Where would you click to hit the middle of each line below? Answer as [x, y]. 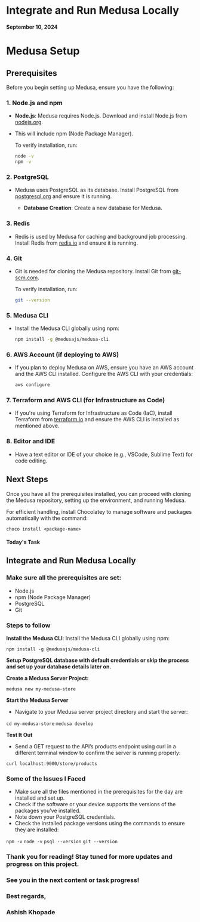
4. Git [14, 258]
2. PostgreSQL [27, 177]
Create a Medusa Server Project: [47, 679]
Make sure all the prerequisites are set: [64, 578]
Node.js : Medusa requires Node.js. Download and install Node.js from [101, 116]
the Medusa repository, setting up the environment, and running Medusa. [96, 500]
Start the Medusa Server [37, 700]
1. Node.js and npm [34, 103]
